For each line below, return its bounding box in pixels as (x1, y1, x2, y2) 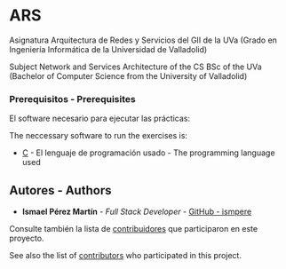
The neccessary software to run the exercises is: (9, 131, 188, 141)
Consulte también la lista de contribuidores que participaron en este (9, 224, 258, 234)
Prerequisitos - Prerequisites (9, 92, 136, 105)
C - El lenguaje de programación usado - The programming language (21, 147, 275, 158)
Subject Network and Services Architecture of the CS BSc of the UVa (9, 61, 262, 72)
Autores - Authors (9, 183, 112, 198)
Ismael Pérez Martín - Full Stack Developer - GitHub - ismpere (21, 206, 252, 218)
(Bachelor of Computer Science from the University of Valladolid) (9, 70, 248, 81)
